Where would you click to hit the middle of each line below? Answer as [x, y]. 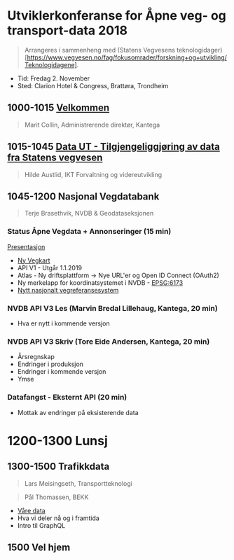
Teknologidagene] [50, 64]
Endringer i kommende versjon [62, 372]
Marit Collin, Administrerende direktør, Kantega [92, 125]
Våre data [31, 510]
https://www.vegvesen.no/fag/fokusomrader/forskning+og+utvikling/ [127, 57]
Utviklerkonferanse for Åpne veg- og [117, 16]
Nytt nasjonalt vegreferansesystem [68, 290]
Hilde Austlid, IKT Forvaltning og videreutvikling [93, 174]
